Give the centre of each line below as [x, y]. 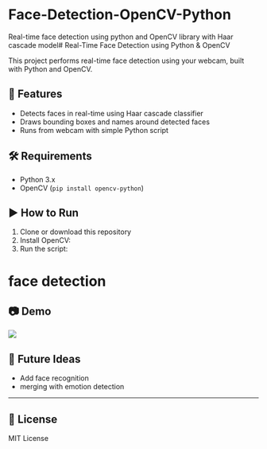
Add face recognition [54, 378]
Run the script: [44, 249]
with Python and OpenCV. [50, 68]
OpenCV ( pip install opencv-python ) [82, 188]
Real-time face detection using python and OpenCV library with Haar [121, 37]
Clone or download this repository [75, 232]
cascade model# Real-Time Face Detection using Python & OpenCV [119, 45]
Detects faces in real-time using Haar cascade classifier [112, 113]
